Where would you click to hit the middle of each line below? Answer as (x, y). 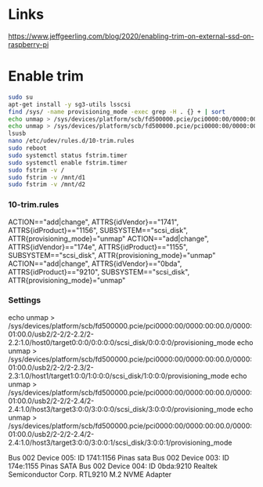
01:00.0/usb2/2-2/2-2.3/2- (51, 367)
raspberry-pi (29, 44)
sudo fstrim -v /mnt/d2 (47, 185)
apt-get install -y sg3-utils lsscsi (70, 104)
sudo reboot (27, 148)
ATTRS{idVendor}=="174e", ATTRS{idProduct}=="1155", (98, 247)
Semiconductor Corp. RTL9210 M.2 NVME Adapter (90, 474)
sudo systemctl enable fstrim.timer (68, 162)
